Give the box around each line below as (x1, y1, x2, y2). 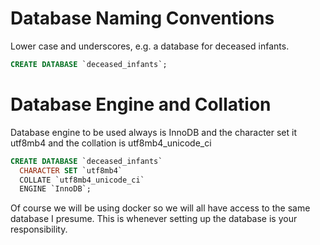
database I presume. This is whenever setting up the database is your (10, 213, 298, 225)
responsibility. (10, 223, 68, 236)
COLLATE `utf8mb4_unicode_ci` (19, 175, 145, 185)
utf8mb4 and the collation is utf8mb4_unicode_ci (10, 137, 212, 149)
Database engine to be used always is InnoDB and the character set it (10, 126, 298, 138)
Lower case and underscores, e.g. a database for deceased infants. (10, 40, 290, 52)
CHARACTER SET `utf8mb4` (19, 165, 123, 176)
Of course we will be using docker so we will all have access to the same (10, 202, 311, 214)
